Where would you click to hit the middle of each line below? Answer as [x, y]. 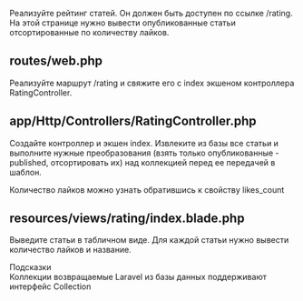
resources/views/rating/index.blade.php [127, 219]
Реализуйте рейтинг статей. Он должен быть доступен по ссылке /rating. [151, 13]
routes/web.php [56, 61]
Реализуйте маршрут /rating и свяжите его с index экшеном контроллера [152, 83]
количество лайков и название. [70, 250]
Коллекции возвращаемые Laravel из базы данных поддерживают [138, 277]
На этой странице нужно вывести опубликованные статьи [122, 23]
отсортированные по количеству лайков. [89, 32]
